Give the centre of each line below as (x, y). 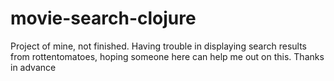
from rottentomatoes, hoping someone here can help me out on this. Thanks (167, 56)
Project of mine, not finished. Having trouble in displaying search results (158, 46)
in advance (33, 67)
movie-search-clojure (103, 18)
